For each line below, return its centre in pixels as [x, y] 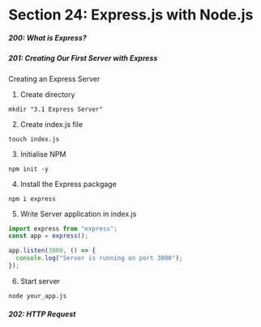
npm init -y [28, 169]
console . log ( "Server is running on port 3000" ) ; [99, 258]
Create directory [47, 94]
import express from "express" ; [63, 228]
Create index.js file [51, 124]
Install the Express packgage [68, 184]
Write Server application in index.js [78, 214]
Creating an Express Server [54, 79]
